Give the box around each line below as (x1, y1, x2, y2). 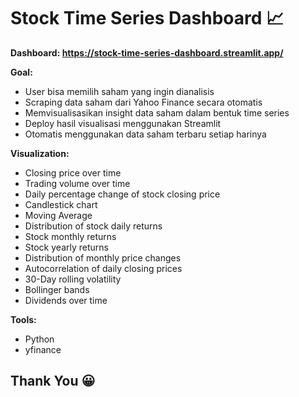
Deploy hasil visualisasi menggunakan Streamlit (24, 117, 222, 129)
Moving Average (24, 209, 93, 221)
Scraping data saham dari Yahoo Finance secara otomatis (24, 96, 263, 108)
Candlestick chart (24, 198, 98, 210)
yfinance (24, 343, 62, 355)
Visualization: (10, 147, 70, 159)
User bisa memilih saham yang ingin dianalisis (24, 85, 215, 97)
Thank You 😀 (10, 373, 96, 390)
